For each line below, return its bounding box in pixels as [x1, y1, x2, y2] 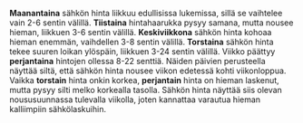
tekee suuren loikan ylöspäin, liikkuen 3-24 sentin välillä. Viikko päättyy [9, 46, 276, 57]
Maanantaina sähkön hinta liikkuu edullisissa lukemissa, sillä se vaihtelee [9, 8, 283, 18]
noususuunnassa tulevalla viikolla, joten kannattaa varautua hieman [9, 94, 261, 105]
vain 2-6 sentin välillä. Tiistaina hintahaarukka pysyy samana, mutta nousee [9, 17, 294, 28]
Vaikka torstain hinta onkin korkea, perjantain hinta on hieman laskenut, [9, 75, 279, 85]
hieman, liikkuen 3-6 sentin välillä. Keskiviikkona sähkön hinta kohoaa [9, 27, 272, 37]
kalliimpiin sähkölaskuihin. [9, 104, 107, 114]
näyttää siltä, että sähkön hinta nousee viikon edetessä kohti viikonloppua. [9, 65, 287, 76]
